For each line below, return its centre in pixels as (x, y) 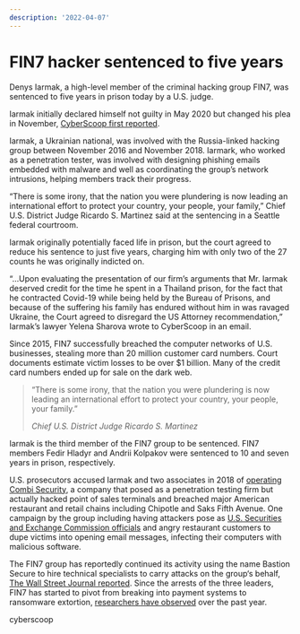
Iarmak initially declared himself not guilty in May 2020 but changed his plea (150, 114)
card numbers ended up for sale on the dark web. (101, 372)
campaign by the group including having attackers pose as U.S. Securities (146, 517)
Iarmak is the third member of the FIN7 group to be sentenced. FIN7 (134, 443)
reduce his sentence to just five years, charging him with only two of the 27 (148, 251)
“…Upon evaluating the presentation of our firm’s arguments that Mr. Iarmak (149, 278)
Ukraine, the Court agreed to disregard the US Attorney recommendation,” (146, 317)
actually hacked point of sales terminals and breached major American (140, 499)
